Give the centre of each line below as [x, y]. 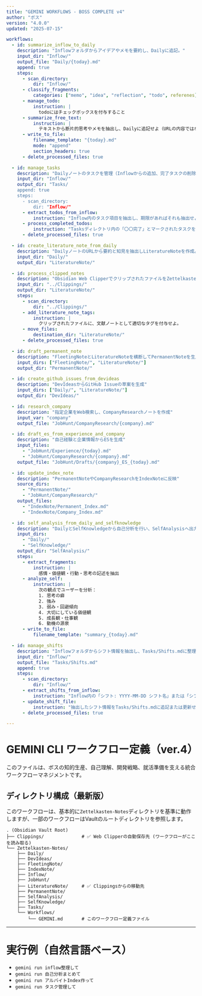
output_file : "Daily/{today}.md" [59, 62]
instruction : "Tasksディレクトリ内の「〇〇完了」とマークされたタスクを [115, 229]
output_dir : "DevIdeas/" [48, 396]
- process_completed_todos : [57, 224]
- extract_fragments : [49, 562]
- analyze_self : [42, 579]
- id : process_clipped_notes [48, 273]
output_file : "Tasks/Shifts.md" [57, 662]
